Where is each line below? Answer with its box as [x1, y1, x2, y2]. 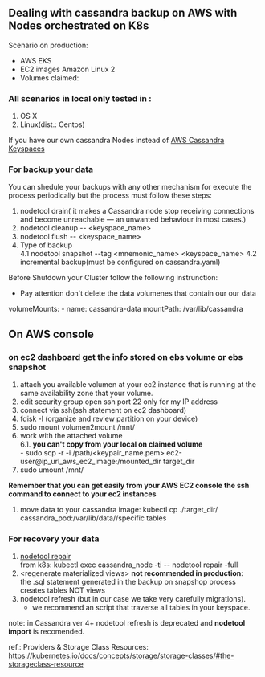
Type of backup [19, 240, 73, 250]
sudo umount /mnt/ [19, 465, 84, 475]
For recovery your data [8, 533, 100, 544]
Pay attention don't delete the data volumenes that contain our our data [19, 288, 257, 298]
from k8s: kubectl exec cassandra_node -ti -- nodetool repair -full [19, 560, 238, 569]
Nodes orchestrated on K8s [8, 19, 149, 33]
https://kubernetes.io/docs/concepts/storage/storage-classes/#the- [8, 650, 234, 661]
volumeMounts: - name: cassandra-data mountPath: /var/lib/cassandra [8, 304, 243, 314]
